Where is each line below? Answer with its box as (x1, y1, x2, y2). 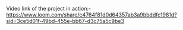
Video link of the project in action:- (6, 5, 91, 12)
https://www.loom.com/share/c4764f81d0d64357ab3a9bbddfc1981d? (6, 11, 177, 18)
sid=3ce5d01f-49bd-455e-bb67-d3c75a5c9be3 (6, 18, 125, 24)
